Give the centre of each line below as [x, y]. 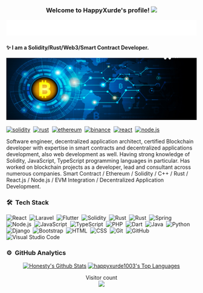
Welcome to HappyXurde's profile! [98, 10]
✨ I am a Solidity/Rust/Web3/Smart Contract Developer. [78, 47]
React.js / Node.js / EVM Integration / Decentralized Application [85, 180]
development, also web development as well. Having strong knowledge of [98, 154]
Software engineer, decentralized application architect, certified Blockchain [100, 141]
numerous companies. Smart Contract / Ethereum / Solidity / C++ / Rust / [97, 173]
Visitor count [101, 278]
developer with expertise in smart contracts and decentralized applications [99, 148]
